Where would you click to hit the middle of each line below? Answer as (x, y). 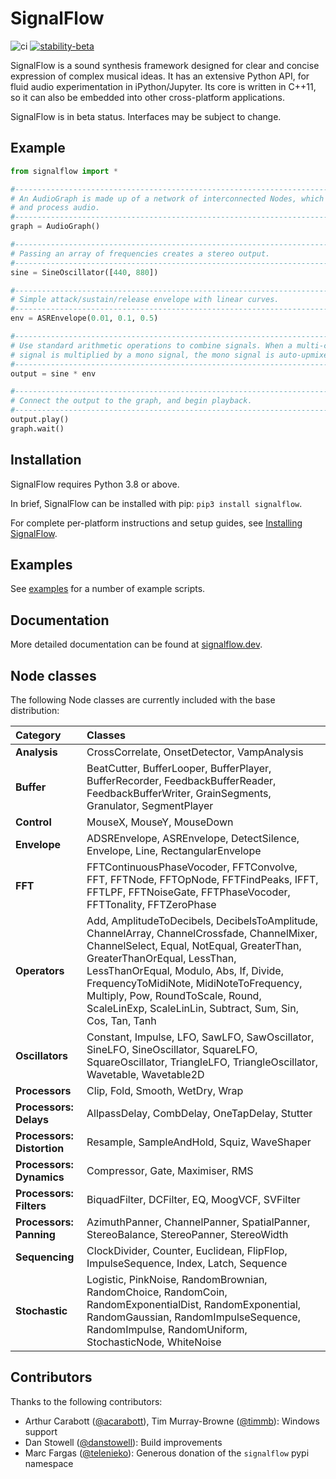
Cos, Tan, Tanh (121, 1020)
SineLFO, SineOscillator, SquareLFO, (172, 1049)
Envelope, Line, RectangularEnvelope (174, 850)
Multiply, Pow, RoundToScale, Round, (174, 995)
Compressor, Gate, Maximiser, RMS (170, 1170)
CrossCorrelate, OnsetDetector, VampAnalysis (195, 752)
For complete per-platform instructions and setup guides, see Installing (156, 523)
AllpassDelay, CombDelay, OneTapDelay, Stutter (199, 1113)
